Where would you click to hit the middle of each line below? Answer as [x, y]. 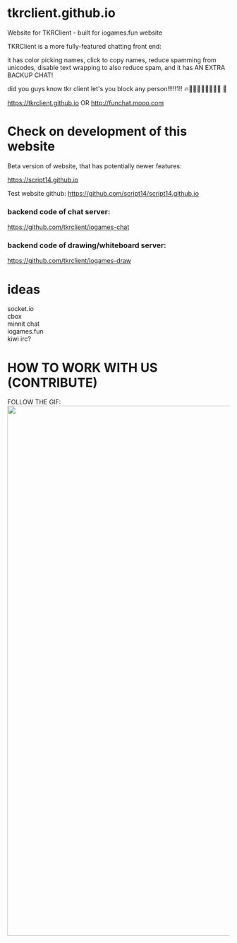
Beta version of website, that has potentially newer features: [95, 166]
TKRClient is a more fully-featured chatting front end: [85, 46]
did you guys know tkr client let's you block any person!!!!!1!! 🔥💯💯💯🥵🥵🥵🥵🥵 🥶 [117, 88]
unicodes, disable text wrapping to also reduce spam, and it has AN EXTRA [116, 67]
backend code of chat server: [59, 211]
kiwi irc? [19, 339]
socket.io [20, 309]
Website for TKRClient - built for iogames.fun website [85, 33]
